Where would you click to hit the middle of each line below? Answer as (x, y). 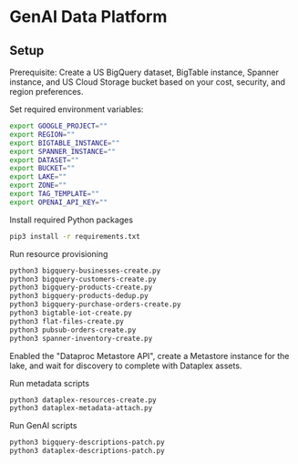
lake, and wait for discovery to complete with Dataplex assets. (126, 366)
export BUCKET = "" (42, 169)
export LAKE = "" (38, 177)
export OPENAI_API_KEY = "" (58, 202)
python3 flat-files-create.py (67, 321)
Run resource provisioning (59, 253)
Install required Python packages (72, 220)
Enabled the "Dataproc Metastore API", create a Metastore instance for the (149, 356)
